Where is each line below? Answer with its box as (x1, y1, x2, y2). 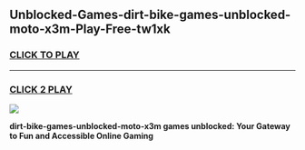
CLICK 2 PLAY (9, 83, 73, 95)
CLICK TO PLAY (9, 49, 80, 62)
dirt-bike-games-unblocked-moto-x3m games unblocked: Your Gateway (9, 120, 290, 131)
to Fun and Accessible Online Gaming (9, 130, 154, 141)
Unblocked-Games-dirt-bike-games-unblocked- (9, 7, 291, 23)
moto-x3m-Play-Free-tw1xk (9, 22, 171, 37)
